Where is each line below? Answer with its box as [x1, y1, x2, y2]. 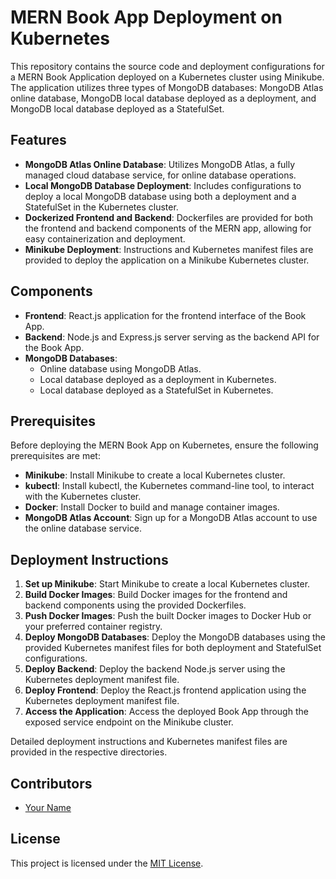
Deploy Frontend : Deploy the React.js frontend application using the [24, 684, 307, 696]
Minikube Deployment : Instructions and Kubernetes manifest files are [24, 243, 314, 255]
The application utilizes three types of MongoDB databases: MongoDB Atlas [10, 81, 324, 93]
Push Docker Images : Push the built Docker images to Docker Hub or [24, 610, 312, 622]
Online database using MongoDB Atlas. [39, 362, 202, 375]
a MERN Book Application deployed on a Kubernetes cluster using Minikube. [10, 71, 325, 83]
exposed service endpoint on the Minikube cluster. [24, 716, 234, 728]
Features [10, 132, 67, 149]
